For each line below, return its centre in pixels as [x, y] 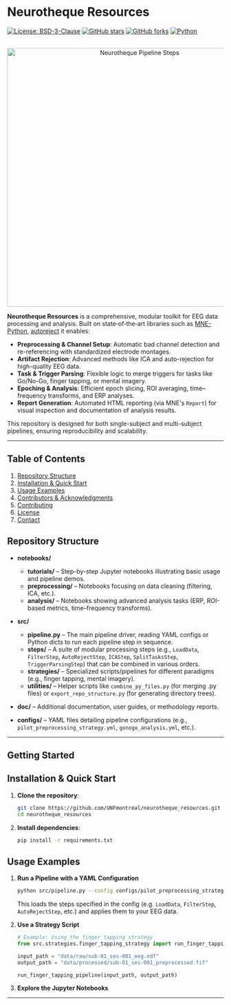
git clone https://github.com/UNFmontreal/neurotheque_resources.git [119, 808]
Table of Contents [46, 459]
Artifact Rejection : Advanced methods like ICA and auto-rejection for [115, 358]
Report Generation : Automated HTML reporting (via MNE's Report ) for [117, 403]
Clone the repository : [48, 795]
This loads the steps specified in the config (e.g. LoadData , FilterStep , [117, 904]
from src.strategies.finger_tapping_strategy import [94, 944]
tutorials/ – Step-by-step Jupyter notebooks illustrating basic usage [124, 571]
